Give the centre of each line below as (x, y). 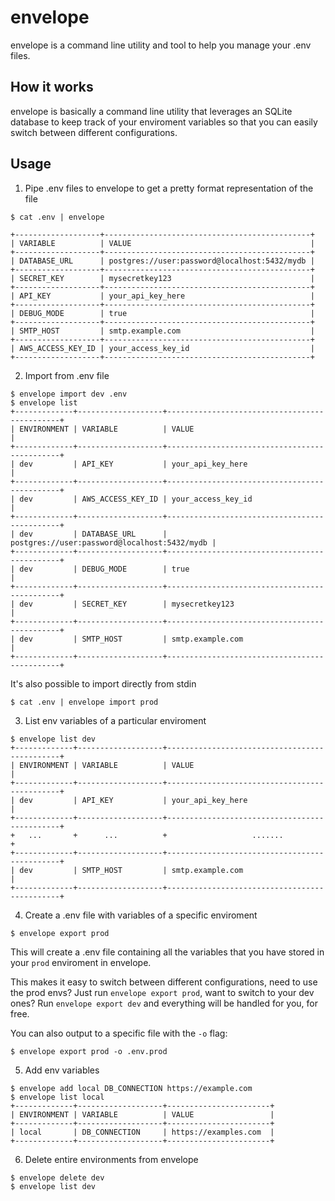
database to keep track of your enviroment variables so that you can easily (164, 122)
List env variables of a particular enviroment (115, 720)
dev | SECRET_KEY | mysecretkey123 (127, 604)
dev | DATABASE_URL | (93, 534)
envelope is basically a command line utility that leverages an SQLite (151, 111)
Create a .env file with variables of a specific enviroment (141, 915)
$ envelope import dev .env (69, 394)
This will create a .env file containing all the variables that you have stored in (167, 952)
